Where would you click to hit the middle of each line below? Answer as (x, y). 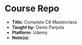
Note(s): (21, 38)
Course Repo (32, 9)
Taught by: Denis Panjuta (38, 27)
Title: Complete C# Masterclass (44, 22)
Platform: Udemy (30, 32)
